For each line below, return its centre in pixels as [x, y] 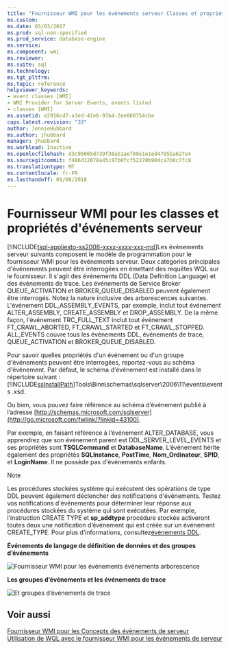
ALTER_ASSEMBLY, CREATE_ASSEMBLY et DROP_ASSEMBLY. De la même [113, 312]
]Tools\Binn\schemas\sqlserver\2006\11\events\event [148, 385]
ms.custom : [23, 20]
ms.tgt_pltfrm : [29, 77]
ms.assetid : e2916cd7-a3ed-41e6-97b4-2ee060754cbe [81, 115]
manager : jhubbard [33, 141]
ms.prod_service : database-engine [56, 39]
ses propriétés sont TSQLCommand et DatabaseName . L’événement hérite [114, 448]
